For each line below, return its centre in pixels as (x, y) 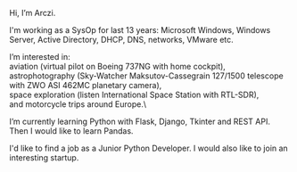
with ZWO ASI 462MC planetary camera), (86, 85)
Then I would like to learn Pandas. (71, 131)
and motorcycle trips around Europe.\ (78, 104)
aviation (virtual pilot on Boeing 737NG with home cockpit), (117, 66)
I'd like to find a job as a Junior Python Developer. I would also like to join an (148, 148)
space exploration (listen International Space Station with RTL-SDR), (134, 94)
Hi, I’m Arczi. (33, 13)
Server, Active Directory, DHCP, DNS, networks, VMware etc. (121, 40)
